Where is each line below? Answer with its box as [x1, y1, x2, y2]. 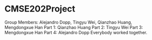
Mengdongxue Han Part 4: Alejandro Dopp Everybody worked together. [4, 29, 148, 35]
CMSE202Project [4, 3, 76, 14]
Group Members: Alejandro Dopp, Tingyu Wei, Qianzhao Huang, [4, 19, 133, 25]
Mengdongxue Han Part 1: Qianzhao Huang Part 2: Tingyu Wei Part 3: [4, 24, 143, 30]
